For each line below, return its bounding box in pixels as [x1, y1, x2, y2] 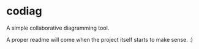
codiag [6, 4, 42, 18]
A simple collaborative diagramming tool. [6, 24, 110, 31]
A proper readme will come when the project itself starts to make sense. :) [6, 36, 193, 43]
